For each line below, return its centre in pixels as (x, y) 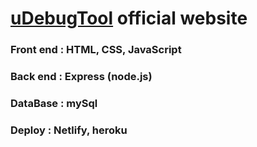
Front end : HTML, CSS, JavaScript (96, 50)
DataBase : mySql (54, 103)
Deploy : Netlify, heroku (69, 130)
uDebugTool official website (129, 18)
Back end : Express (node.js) (81, 77)
